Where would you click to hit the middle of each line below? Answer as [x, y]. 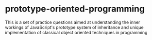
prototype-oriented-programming [75, 9]
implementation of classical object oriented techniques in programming [76, 32]
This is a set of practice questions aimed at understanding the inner [73, 22]
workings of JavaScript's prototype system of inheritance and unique [75, 27]
